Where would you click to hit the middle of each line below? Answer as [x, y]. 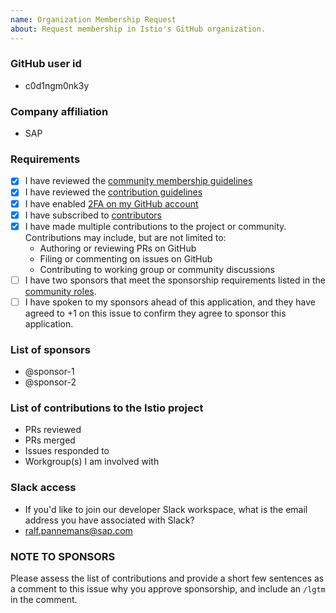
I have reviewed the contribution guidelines [113, 192]
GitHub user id [46, 64]
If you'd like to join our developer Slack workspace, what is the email [166, 509]
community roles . [60, 291]
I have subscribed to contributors [93, 215]
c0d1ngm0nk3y [57, 85]
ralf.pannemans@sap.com [78, 530]
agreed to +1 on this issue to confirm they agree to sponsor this [155, 313]
